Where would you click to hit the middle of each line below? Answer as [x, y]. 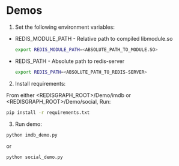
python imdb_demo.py [32, 135]
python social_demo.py [35, 157]
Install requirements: [40, 83]
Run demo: [28, 124]
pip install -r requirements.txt [48, 112]
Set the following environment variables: [65, 27]
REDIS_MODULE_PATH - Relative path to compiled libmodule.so [94, 38]
